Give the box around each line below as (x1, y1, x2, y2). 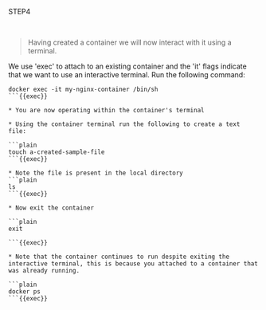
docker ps (8, 288, 41, 296)
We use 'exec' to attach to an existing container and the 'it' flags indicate (8, 61, 247, 71)
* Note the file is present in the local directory (8, 169, 183, 177)
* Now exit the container (8, 204, 94, 212)
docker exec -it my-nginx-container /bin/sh (8, 85, 158, 93)
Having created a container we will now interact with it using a (27, 37, 233, 47)
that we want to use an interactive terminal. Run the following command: (8, 70, 245, 79)
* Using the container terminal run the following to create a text (8, 120, 241, 128)
